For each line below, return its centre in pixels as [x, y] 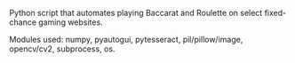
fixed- [275, 13]
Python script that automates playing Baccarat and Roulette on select [136, 13]
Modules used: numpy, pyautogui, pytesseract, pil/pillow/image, [126, 39]
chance [23, 22]
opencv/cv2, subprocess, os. [62, 49]
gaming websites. [71, 22]
